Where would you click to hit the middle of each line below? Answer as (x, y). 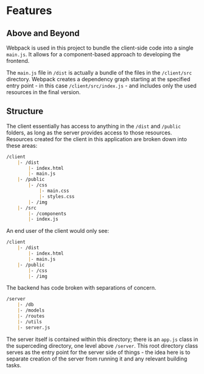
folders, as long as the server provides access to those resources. (89, 133)
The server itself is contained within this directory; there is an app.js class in (102, 339)
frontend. (18, 61)
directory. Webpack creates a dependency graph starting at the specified (98, 79)
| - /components (47, 214)
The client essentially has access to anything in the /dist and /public (94, 126)
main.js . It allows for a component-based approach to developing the (93, 54)
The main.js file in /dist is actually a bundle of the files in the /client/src (99, 73)
